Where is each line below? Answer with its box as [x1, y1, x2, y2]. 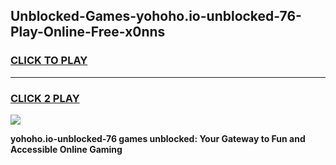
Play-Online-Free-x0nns [10, 24, 166, 41]
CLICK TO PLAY [10, 54, 88, 68]
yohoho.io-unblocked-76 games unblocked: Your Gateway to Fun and [10, 132, 306, 144]
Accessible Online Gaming [10, 143, 123, 155]
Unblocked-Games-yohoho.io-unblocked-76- [10, 8, 302, 25]
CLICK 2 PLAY [10, 91, 80, 105]
